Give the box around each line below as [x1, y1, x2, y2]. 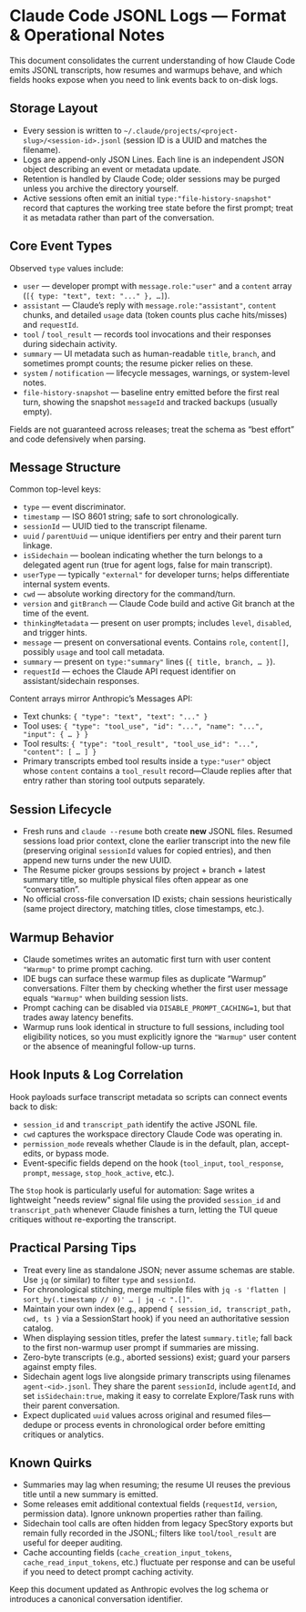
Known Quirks [9, 1455, 93, 1471]
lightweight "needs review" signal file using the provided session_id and [9, 1194, 280, 1205]
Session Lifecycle [9, 801, 112, 817]
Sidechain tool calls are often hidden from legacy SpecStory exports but [22, 1518, 293, 1529]
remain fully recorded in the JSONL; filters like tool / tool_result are [22, 1527, 277, 1539]
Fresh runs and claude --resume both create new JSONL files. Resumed [22, 826, 293, 837]
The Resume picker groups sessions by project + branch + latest [22, 864, 266, 875]
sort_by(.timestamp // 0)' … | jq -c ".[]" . [22, 1293, 193, 1304]
